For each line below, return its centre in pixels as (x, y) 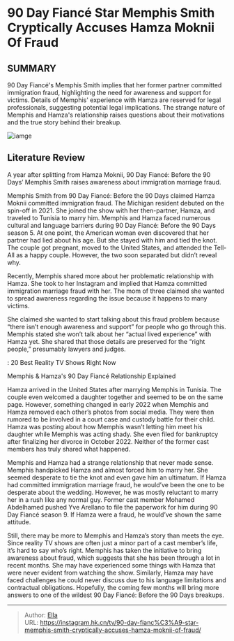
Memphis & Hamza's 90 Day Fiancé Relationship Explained (92, 376)
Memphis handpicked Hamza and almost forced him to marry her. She (108, 470)
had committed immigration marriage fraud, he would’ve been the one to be (116, 484)
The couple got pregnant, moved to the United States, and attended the (110, 247)
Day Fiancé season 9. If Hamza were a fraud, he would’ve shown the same (114, 514)
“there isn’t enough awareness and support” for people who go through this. (117, 326)
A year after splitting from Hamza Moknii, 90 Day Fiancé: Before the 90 (109, 174)
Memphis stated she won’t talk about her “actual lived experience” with (109, 334)
